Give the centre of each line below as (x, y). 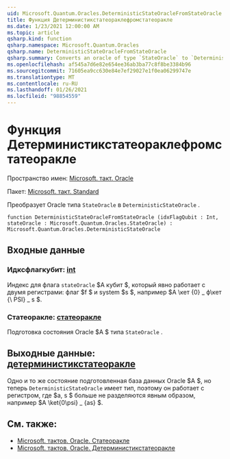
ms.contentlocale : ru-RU (42, 84)
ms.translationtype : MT (41, 77)
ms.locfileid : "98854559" (44, 97)
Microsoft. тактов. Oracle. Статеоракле (73, 441)
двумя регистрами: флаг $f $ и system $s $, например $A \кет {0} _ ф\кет (115, 292)
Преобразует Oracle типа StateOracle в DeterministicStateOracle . (104, 204)
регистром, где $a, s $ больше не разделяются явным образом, (101, 395)
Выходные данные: (51, 353)
